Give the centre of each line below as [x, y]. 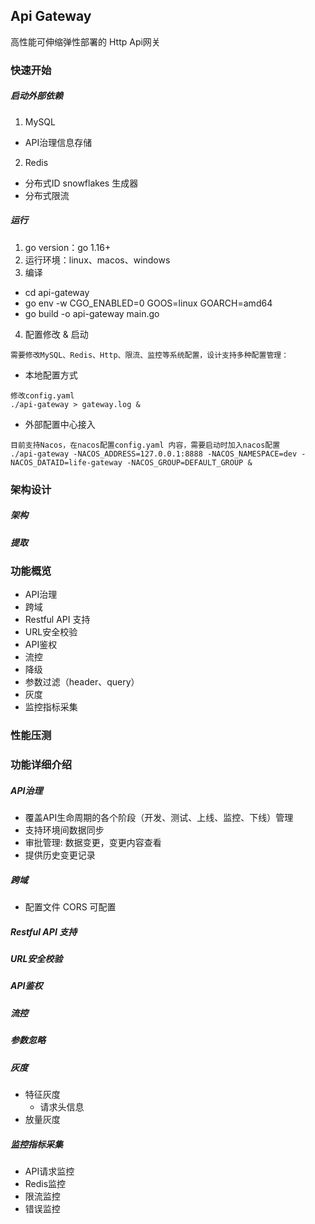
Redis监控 [45, 1183]
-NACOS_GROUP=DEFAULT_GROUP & [189, 462]
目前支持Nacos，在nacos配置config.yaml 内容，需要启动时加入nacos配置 [145, 445]
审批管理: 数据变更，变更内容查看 [93, 843]
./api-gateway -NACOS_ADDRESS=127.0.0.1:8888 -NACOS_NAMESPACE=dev [154, 454]
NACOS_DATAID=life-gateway [66, 462]
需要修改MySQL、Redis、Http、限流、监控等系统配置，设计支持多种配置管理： [150, 355]
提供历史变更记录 [60, 855]
